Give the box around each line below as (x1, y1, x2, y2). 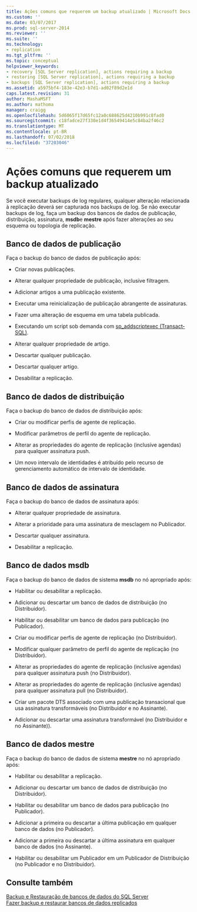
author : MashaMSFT (6, 96, 51, 102)
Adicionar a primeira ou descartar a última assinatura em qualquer (14, 837, 175, 844)
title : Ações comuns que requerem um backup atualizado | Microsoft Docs (6, 8, 191, 15)
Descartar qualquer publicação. (14, 352, 92, 359)
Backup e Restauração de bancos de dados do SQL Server (6, 893, 149, 900)
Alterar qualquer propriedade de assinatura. (14, 509, 121, 516)
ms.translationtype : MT (6, 123, 65, 129)
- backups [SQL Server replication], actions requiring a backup (6, 80, 169, 86)
